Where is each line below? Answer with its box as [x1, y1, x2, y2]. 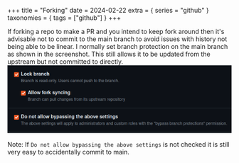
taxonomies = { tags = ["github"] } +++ [7, 13, 121, 22]
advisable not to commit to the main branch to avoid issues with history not [7, 35, 228, 43]
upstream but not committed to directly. [7, 57, 124, 66]
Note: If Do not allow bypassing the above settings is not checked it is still [7, 140, 230, 148]
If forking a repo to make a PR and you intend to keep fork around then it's [7, 28, 225, 35]
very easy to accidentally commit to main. [7, 147, 130, 156]
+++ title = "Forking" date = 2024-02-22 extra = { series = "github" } [7, 6, 209, 14]
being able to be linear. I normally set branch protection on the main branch [7, 43, 228, 50]
